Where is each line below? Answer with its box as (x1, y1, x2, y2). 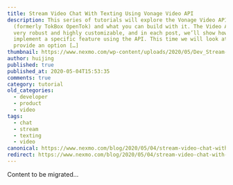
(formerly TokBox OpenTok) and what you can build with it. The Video (13, 23, 222, 30)
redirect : (7, 151, 36, 159)
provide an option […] (13, 42, 79, 49)
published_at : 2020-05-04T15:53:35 (7, 68, 110, 75)
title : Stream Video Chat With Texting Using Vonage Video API (7, 10, 194, 17)
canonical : (7, 145, 39, 152)
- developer (13, 94, 49, 101)
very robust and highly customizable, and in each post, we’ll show (13, 29, 216, 37)
